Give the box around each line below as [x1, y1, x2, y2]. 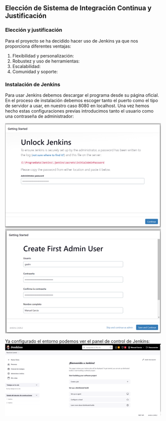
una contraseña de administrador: [5, 113, 74, 119]
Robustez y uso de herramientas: [12, 58, 80, 64]
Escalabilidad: [12, 63, 41, 69]
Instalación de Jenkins [5, 81, 61, 88]
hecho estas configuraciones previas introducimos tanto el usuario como [5, 108, 154, 114]
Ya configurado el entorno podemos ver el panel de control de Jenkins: [5, 338, 150, 344]
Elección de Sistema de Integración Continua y [5, 4, 152, 12]
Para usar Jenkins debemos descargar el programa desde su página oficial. [5, 92, 159, 98]
